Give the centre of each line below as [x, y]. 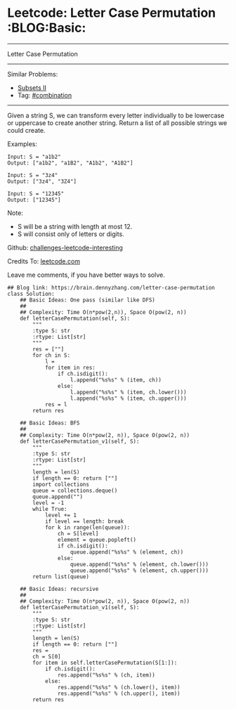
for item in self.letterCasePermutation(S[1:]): [105, 663]
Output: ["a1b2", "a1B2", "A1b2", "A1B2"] [70, 163]
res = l [56, 404]
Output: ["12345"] [34, 200]
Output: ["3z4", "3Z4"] [42, 181]
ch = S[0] [47, 656]
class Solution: [31, 294]
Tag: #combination [45, 95]
